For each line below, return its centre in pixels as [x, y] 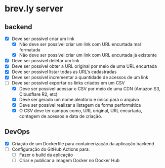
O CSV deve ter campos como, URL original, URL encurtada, [81, 110]
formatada [30, 50]
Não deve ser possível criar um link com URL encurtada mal [80, 44]
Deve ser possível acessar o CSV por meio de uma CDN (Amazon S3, [90, 88]
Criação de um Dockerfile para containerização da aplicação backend [83, 143]
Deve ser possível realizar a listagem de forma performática [80, 105]
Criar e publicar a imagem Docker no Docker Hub [69, 160]
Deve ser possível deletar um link [45, 61]
